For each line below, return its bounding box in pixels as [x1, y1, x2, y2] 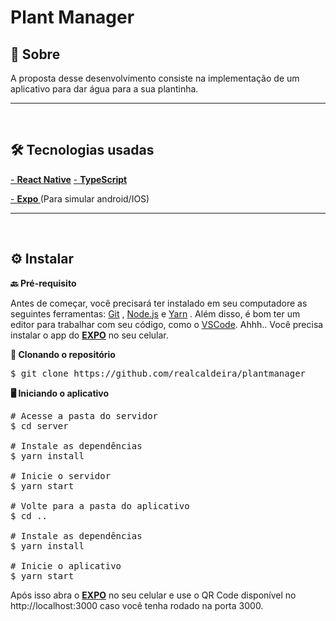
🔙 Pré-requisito [10, 277, 77, 289]
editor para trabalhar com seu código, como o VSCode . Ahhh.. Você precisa [10, 318, 324, 330]
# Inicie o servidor [10, 470, 112, 481]
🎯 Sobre [10, 46, 61, 63]
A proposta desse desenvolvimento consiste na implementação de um [10, 72, 300, 84]
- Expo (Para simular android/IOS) [10, 192, 150, 205]
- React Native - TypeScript [10, 173, 128, 185]
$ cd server [10, 420, 69, 431]
